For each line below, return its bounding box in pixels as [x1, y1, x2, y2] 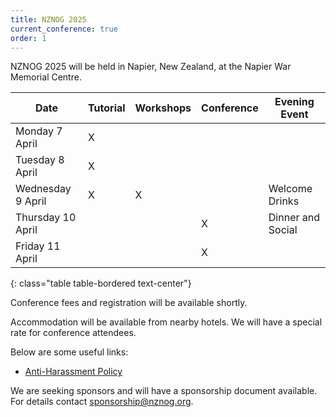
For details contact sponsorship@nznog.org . [10, 396, 194, 408]
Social [268, 223, 298, 237]
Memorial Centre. [10, 71, 82, 83]
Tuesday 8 [15, 153, 65, 167]
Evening [274, 95, 315, 109]
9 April [15, 194, 47, 208]
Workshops [134, 101, 192, 115]
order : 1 [10, 33, 47, 43]
